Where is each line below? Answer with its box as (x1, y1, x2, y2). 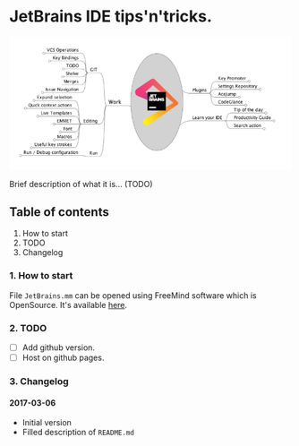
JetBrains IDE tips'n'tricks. (9, 6, 213, 27)
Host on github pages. (21, 352, 105, 364)
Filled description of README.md (21, 427, 134, 438)
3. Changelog (9, 375, 69, 388)
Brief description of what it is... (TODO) (9, 178, 154, 189)
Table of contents (9, 204, 109, 219)
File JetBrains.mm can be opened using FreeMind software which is (9, 289, 257, 301)
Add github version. (21, 342, 96, 353)
